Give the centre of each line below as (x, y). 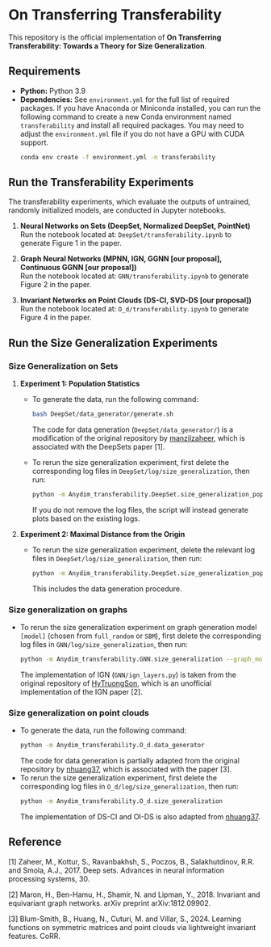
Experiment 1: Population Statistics (80, 384)
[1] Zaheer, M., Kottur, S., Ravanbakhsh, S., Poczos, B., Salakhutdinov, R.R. (131, 861)
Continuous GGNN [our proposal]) (78, 268)
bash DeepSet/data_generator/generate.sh (102, 414)
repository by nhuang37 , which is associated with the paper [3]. (126, 769)
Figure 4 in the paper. (56, 318)
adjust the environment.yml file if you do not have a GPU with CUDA (132, 133)
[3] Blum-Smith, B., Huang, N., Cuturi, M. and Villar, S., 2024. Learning (125, 919)
